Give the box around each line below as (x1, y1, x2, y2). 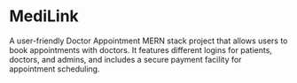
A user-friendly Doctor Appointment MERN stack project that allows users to (9, 35, 288, 46)
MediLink (9, 6, 80, 26)
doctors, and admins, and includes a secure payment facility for (9, 54, 242, 64)
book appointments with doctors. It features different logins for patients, (9, 44, 273, 55)
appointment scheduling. (9, 64, 100, 74)
